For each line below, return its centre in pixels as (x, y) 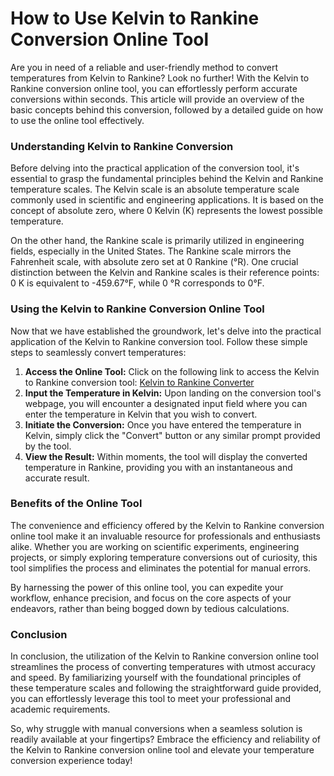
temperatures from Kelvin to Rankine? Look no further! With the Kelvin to (160, 78)
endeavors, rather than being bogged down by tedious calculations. (150, 608)
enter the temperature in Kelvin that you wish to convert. (141, 414)
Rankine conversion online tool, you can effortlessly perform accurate (154, 88)
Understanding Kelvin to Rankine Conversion (122, 146)
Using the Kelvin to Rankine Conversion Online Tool (137, 309)
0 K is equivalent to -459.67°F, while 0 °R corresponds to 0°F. (137, 283)
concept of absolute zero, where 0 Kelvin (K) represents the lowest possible (166, 211)
